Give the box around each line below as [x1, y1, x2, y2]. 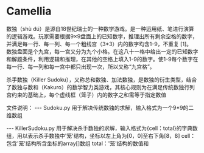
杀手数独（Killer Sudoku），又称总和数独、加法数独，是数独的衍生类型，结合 [6, 76, 197, 83]
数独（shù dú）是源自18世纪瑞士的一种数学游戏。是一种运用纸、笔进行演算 [6, 25, 195, 32]
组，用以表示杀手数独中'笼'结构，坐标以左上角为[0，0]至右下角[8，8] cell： [6, 132, 196, 139]
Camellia [6, 4, 52, 18]
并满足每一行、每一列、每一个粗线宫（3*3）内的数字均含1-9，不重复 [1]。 [6, 40, 192, 47]
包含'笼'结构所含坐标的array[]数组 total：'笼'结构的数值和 [6, 140, 149, 147]
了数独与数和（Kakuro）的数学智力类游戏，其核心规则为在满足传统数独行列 [6, 83, 195, 90]
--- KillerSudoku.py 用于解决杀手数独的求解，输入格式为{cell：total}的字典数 [6, 124, 198, 132]
